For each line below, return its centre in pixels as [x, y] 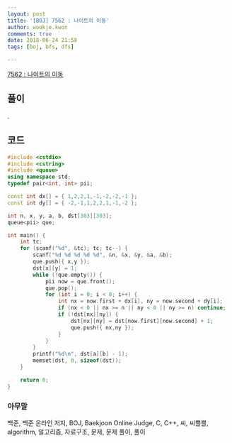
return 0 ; [35, 380]
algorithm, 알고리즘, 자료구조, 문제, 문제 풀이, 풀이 [77, 432]
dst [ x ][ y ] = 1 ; [55, 268]
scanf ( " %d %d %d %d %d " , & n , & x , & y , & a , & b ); [103, 255]
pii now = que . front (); [80, 281]
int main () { [27, 235]
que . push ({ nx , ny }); [102, 327]
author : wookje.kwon [38, 27]
